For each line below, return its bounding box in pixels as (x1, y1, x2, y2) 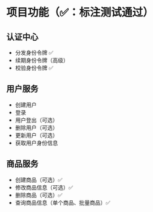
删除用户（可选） (15, 124, 58, 131)
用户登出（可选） (15, 116, 58, 124)
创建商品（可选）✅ (15, 176, 63, 183)
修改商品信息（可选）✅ (15, 183, 73, 191)
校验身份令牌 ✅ (15, 65, 53, 71)
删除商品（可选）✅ (15, 191, 63, 199)
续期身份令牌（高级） (15, 57, 69, 64)
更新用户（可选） (15, 132, 58, 139)
